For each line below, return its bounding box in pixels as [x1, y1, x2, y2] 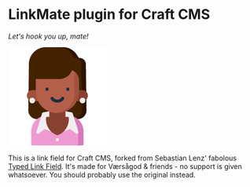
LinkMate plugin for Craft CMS [8, 5, 211, 24]
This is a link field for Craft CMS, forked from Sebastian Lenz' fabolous [8, 153, 237, 163]
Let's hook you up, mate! [8, 31, 89, 41]
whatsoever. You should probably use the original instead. [8, 170, 197, 179]
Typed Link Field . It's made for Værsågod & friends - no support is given [8, 161, 242, 170]
